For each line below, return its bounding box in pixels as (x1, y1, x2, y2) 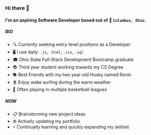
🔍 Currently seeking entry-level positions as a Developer (12, 41, 130, 47)
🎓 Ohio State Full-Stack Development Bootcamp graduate (12, 56, 134, 62)
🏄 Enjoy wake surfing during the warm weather (12, 79, 111, 85)
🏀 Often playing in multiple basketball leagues (12, 87, 107, 93)
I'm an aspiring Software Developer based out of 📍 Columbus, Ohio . (5, 17, 146, 23)
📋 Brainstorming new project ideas (12, 111, 86, 117)
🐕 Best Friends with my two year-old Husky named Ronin (12, 72, 132, 78)
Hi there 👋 (5, 5, 30, 12)
